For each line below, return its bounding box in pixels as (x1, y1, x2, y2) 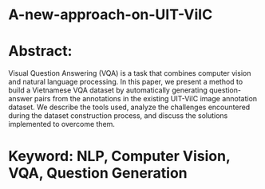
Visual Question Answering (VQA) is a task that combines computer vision (8, 69, 251, 78)
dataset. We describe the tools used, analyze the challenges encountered (8, 102, 251, 112)
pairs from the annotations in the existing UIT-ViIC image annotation (34, 94, 258, 104)
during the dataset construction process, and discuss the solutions (8, 111, 228, 120)
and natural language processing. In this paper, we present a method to (8, 77, 243, 87)
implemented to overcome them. (8, 120, 116, 129)
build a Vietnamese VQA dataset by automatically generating (8, 85, 208, 95)
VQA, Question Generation (8, 164, 188, 183)
